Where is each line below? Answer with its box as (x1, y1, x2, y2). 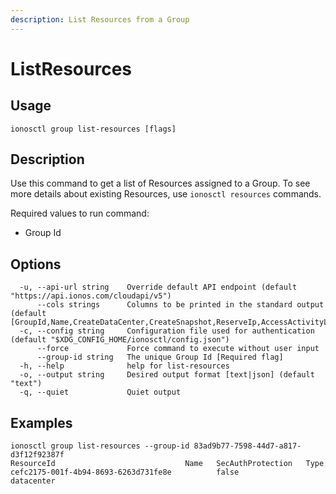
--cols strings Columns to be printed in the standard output (36, 300, 325, 310)
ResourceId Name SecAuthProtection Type (10, 459, 325, 469)
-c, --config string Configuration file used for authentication (19, 326, 315, 336)
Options (10, 256, 62, 273)
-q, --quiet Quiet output (19, 387, 182, 398)
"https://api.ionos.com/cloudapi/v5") (10, 291, 172, 301)
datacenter (10, 476, 56, 486)
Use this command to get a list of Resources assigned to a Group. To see (10, 177, 311, 190)
